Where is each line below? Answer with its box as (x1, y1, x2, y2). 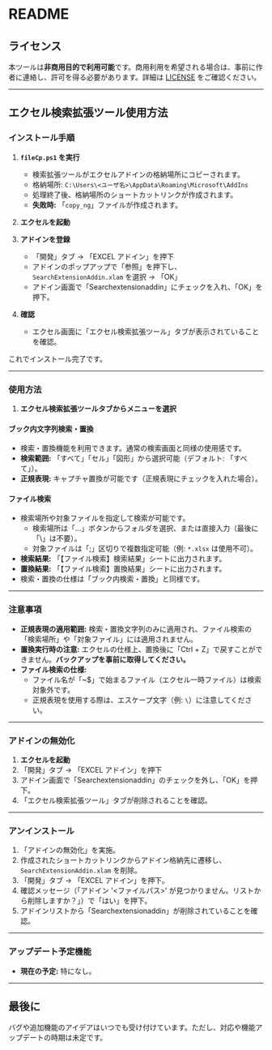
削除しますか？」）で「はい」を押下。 (27, 896, 152, 906)
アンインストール (8, 825, 74, 836)
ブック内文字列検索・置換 (8, 423, 94, 434)
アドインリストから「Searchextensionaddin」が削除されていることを (19, 906, 251, 916)
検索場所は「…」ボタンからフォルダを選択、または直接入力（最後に (32, 524, 259, 534)
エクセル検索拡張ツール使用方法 (8, 106, 168, 120)
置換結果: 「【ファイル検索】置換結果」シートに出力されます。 (19, 564, 227, 574)
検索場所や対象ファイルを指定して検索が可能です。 (19, 513, 190, 523)
